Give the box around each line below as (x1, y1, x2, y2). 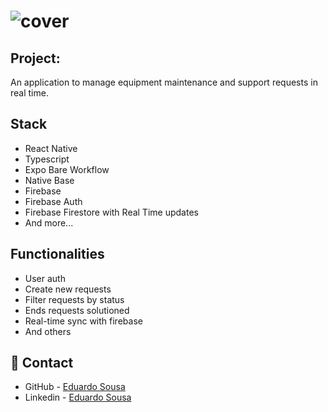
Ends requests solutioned (24, 304, 130, 316)
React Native (24, 142, 78, 154)
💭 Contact (10, 355, 74, 372)
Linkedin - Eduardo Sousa (24, 391, 132, 404)
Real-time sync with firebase (24, 315, 143, 327)
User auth (24, 272, 66, 284)
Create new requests (24, 283, 112, 295)
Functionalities (10, 246, 105, 263)
